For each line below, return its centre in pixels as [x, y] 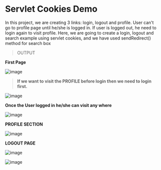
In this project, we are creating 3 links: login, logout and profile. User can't [80, 22]
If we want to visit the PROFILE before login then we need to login [84, 81]
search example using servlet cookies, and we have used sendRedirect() [78, 38]
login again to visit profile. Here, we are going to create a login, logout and [80, 33]
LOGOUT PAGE [20, 143]
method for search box [28, 43]
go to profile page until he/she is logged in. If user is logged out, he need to [81, 27]
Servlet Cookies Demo [51, 9]
